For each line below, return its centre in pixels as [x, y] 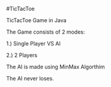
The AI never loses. [30, 78]
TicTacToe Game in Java [37, 20]
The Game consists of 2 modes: [46, 32]
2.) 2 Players [22, 55]
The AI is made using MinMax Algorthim [55, 67]
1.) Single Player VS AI [34, 43]
